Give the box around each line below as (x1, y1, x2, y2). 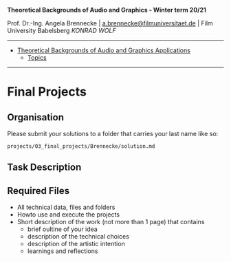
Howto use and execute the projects (16, 210, 120, 219)
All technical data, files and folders (16, 203, 115, 212)
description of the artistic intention (27, 240, 125, 248)
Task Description (7, 162, 82, 173)
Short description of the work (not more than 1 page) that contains (16, 218, 205, 226)
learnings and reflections (27, 247, 98, 255)
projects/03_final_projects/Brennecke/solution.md (7, 143, 155, 150)
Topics (27, 54, 47, 61)
